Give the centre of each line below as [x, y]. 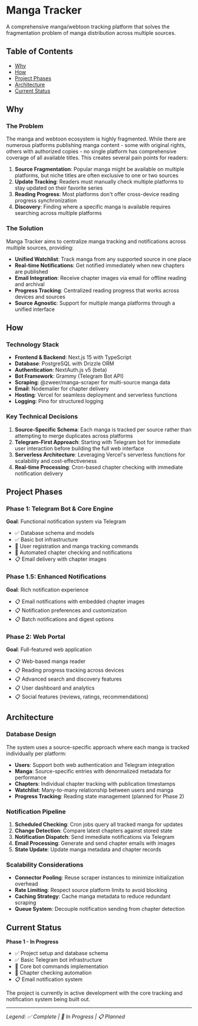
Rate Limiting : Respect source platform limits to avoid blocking [91, 890]
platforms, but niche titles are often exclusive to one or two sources [96, 175]
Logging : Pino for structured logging [59, 401]
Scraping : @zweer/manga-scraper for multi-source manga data [93, 383]
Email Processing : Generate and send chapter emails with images [95, 843]
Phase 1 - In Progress [32, 942]
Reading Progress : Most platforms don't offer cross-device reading [97, 194]
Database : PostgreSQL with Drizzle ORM [64, 364]
